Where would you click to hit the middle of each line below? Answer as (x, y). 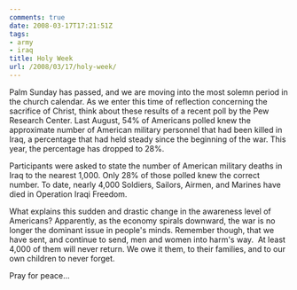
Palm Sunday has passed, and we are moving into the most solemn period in (148, 92)
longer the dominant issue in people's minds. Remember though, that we (142, 230)
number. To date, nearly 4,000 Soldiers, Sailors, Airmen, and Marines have (145, 184)
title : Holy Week (41, 59)
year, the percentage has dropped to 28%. (87, 148)
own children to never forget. (62, 258)
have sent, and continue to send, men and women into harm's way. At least (148, 239)
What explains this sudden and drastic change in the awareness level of (141, 211)
